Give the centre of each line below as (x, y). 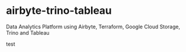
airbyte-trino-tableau (59, 11)
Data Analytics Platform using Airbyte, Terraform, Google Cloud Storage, (93, 27)
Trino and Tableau (28, 32)
